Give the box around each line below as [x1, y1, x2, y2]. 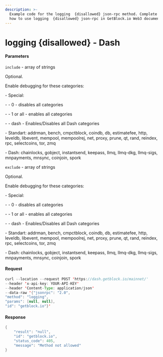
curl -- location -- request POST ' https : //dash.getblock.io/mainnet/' [5, 276, 149, 281]
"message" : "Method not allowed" [14, 343, 81, 348]
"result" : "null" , [14, 329, 51, 335]
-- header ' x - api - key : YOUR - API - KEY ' [5, 281, 79, 286]
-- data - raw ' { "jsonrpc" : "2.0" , [5, 290, 70, 295]
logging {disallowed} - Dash [5, 37, 120, 48]
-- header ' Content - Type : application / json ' [5, 286, 95, 291]
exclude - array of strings [5, 164, 56, 170]
